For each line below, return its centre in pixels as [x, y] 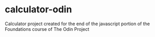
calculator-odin [38, 10]
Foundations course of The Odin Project [47, 29]
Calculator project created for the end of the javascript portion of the [77, 24]
